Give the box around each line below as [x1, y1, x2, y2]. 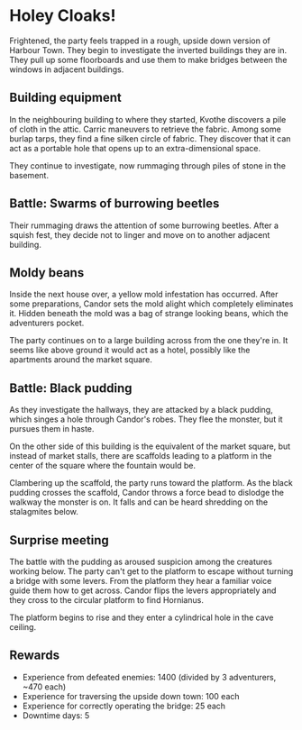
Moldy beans [9, 265, 85, 280]
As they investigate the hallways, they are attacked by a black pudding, [9, 405, 273, 415]
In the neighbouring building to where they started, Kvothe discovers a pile [9, 114, 287, 124]
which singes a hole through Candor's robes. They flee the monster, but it [9, 414, 283, 424]
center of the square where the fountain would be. [9, 461, 197, 471]
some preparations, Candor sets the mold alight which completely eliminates [9, 298, 294, 309]
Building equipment [9, 90, 122, 105]
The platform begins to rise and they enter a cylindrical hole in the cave [9, 612, 274, 623]
